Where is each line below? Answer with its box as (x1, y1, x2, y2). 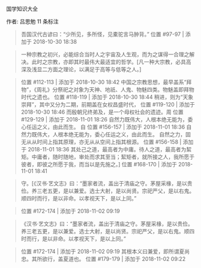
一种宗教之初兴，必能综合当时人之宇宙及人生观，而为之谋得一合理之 (20, 51, 190, 58)
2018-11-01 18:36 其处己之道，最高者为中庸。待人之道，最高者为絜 (28, 146, 192, 153)
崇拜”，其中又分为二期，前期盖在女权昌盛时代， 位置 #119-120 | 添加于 (20, 101, 195, 108)
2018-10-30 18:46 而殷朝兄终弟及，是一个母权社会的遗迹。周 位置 (20, 108, 184, 115)
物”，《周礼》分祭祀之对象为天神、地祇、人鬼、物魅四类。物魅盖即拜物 (20, 86, 194, 93)
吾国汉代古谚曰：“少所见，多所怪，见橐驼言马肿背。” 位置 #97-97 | (20, 31, 184, 38)
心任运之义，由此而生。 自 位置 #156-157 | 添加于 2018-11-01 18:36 (20, 123, 185, 130)
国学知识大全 (6, 5, 38, 12)
